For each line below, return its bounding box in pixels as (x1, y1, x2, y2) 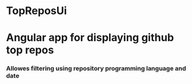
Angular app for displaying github (6, 31, 174, 45)
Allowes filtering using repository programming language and (6, 65, 187, 73)
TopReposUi (6, 4, 67, 18)
